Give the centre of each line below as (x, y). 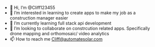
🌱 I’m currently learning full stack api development (61, 23)
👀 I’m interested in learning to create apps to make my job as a (73, 13)
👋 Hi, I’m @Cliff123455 (32, 8)
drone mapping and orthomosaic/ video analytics (59, 34)
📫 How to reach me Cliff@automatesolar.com (56, 39)
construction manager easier (39, 18)
